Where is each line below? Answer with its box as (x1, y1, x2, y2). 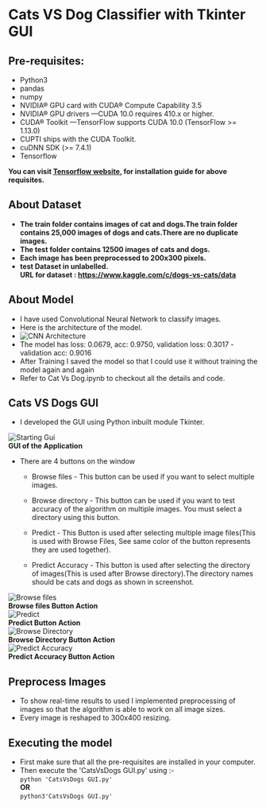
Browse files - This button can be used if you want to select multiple (31, 472, 255, 482)
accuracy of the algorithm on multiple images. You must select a (31, 504, 242, 514)
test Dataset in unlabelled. (19, 261, 109, 271)
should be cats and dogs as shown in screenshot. (31, 577, 195, 587)
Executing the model (8, 736, 113, 749)
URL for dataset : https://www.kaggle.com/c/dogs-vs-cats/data (19, 270, 237, 279)
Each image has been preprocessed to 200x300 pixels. (19, 253, 206, 262)
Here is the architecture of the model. (19, 322, 143, 332)
